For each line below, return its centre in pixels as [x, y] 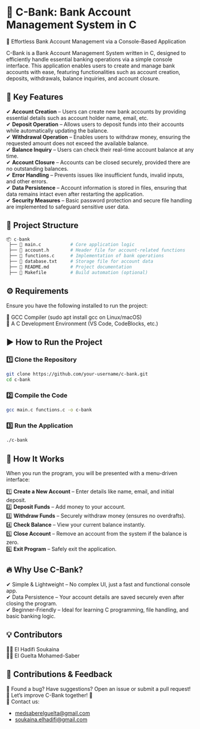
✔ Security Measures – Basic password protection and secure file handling [99, 200]
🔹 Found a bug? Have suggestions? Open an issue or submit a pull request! [99, 688]
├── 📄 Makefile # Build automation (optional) [78, 272]
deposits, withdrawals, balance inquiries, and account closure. [83, 78]
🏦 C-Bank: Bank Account [69, 12]
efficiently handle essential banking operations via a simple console [89, 59]
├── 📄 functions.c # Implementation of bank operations [86, 256]
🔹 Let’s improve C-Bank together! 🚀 [50, 695]
